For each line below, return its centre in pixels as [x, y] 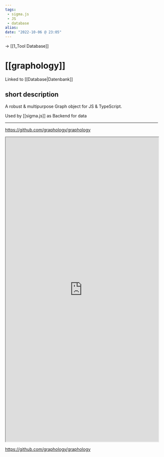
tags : [10, 10]
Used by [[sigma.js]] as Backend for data [46, 115]
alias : [12, 28]
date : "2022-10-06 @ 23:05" [33, 32]
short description [32, 95]
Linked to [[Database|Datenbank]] [39, 79]
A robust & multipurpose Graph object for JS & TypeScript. [64, 106]
